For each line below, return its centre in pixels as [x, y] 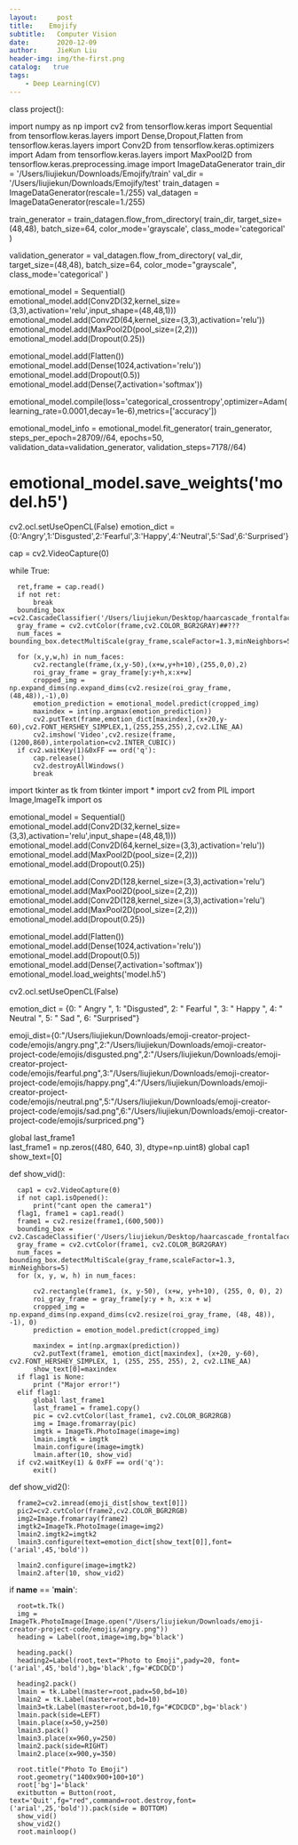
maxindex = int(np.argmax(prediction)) [106, 1345]
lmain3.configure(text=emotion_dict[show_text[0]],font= [125, 1542]
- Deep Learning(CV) [63, 84]
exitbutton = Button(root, [67, 1793]
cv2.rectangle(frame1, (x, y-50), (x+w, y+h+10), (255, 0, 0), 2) [158, 1291]
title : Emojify [43, 26]
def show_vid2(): [40, 1486]
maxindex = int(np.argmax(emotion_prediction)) [122, 711]
